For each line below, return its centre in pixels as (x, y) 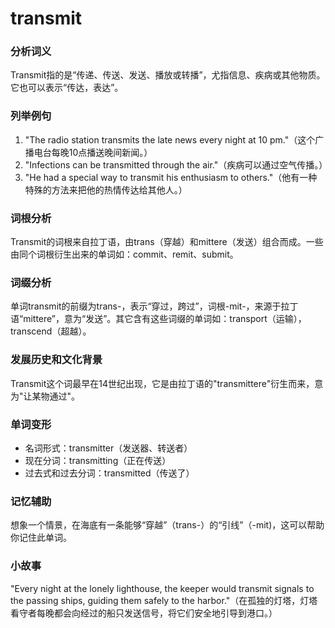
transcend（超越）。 (51, 331)
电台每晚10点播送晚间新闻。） (93, 152)
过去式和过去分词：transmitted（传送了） (109, 473)
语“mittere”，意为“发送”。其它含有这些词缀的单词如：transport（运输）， (158, 319)
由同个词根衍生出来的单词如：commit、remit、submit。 (124, 254)
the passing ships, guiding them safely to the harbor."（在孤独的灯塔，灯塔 (164, 600)
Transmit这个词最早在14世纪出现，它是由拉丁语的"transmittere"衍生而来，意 (167, 383)
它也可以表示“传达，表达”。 (67, 88)
